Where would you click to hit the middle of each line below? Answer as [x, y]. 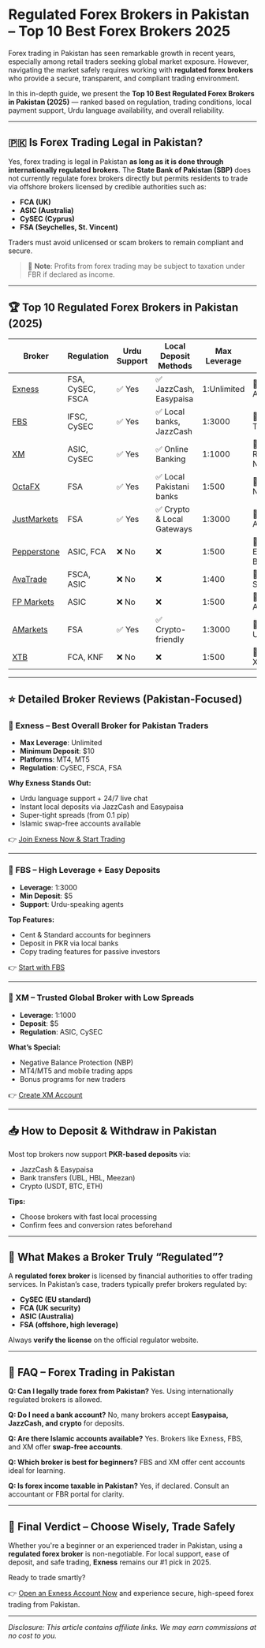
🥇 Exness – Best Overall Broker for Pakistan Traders [108, 725]
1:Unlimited [224, 389]
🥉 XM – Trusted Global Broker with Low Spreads [101, 997]
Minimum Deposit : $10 [57, 751]
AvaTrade [30, 579]
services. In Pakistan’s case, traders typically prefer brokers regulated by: [128, 1284]
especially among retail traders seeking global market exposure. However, [129, 62]
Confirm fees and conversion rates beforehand [96, 1225]
